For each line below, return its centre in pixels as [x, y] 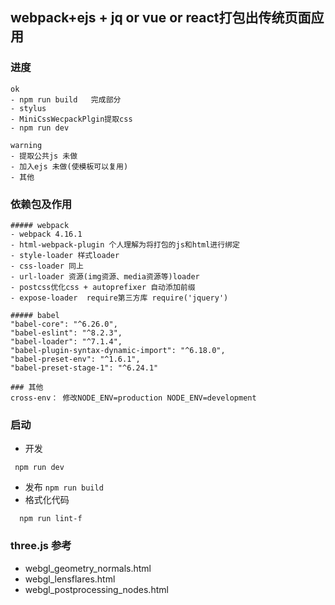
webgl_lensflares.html [70, 579]
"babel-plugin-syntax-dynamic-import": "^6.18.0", [118, 350]
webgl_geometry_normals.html [88, 568]
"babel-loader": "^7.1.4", [66, 341]
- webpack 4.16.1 [46, 234]
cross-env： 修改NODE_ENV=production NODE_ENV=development [133, 398]
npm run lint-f [51, 519]
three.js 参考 [41, 546]
